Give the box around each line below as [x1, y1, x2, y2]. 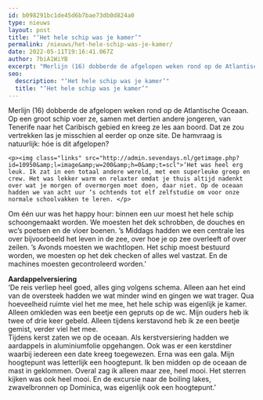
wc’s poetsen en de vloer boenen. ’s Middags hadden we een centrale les [8, 226, 245, 235]
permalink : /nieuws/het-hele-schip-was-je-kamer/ [8, 41, 174, 49]
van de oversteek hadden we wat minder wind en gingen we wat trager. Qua [8, 291, 254, 300]
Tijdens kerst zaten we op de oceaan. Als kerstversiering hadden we [8, 333, 229, 342]
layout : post [8, 26, 51, 34]
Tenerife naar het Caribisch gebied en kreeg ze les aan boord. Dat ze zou [8, 122, 244, 132]
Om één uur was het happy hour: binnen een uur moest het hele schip [8, 209, 234, 219]
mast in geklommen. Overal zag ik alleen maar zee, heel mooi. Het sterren [8, 366, 247, 376]
